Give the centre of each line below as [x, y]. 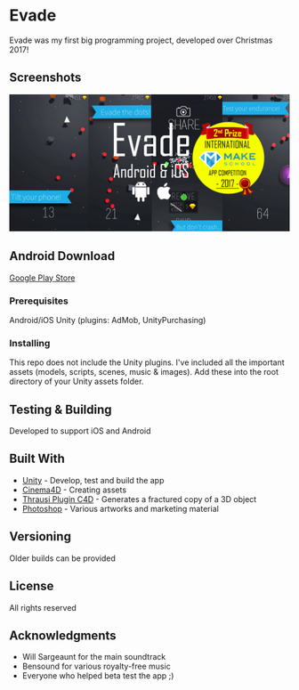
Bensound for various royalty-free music [96, 666]
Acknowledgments [63, 635]
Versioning [40, 536]
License [32, 586]
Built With [37, 459]
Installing [30, 343]
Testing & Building [61, 409]
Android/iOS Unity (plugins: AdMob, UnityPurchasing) [108, 320]
